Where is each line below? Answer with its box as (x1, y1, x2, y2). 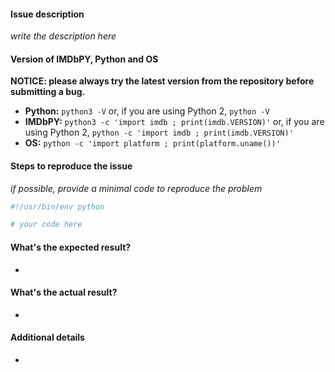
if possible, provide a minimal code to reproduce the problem (10, 182, 263, 194)
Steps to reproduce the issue (10, 160, 133, 172)
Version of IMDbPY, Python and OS (10, 53, 159, 65)
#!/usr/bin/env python (10, 201, 105, 212)
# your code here (10, 220, 83, 230)
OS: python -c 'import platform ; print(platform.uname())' (24, 137, 281, 149)
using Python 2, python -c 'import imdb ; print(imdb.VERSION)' (24, 126, 294, 139)
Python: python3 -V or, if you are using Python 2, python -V (24, 105, 270, 117)
